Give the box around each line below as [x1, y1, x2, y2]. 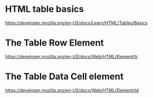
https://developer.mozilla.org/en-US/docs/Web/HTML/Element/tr [5, 53, 138, 59]
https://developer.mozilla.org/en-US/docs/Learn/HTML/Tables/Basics [5, 20, 148, 26]
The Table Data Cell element [5, 71, 124, 82]
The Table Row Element [5, 37, 104, 49]
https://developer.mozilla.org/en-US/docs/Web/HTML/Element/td [5, 87, 139, 93]
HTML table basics [5, 3, 84, 15]
